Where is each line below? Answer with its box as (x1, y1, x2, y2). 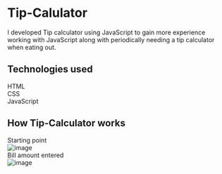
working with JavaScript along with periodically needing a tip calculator (7, 35, 215, 43)
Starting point (7, 135, 47, 145)
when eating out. (7, 43, 56, 51)
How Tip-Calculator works (7, 117, 125, 129)
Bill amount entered (7, 151, 64, 159)
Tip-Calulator (7, 5, 88, 21)
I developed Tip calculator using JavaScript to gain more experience (7, 28, 206, 36)
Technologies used (7, 63, 93, 75)
